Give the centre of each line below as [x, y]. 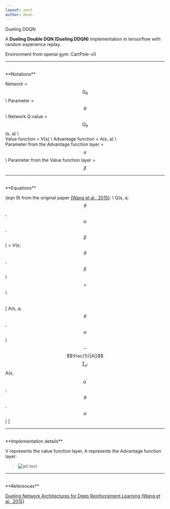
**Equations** [21, 188]
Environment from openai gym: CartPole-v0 [51, 54]
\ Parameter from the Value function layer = [51, 160]
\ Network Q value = [26, 116]
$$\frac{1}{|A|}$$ [85, 356]
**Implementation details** [34, 441]
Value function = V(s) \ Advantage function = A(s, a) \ [61, 139]
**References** [22, 486]
